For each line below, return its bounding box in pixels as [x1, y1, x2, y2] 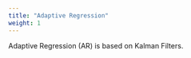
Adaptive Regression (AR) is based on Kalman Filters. [8, 41, 184, 50]
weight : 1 [8, 19, 42, 27]
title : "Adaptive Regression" [8, 11, 109, 20]
